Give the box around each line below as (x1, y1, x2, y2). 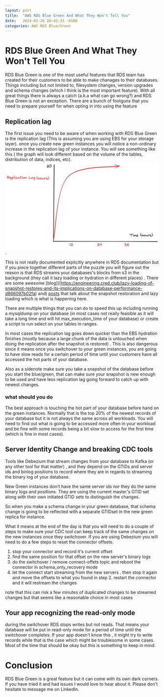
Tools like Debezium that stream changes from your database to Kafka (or (5, 458, 154, 464)
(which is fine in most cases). (5, 431, 65, 437)
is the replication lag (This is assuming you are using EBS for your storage (5, 135, 154, 141)
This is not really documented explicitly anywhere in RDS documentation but (5, 259, 159, 265)
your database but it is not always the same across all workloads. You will (5, 415, 153, 421)
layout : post (5, 8, 32, 13)
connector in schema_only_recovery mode (12, 564, 98, 570)
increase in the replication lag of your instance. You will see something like (5, 146, 156, 152)
